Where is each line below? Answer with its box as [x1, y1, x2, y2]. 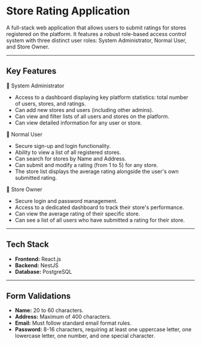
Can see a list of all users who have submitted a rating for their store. [14, 216, 185, 223]
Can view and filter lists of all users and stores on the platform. [14, 113, 169, 120]
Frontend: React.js [14, 255, 62, 262]
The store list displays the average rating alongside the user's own [14, 168, 179, 175]
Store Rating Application [6, 4, 130, 18]
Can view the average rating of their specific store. [14, 210, 141, 217]
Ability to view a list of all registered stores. [14, 149, 121, 156]
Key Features [6, 66, 57, 76]
